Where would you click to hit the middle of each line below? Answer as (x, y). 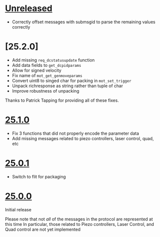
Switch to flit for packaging (39, 176)
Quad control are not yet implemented (43, 229)
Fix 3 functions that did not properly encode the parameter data (75, 133)
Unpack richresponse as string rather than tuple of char (67, 86)
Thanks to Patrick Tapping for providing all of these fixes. (62, 100)
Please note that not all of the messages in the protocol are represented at (79, 219)
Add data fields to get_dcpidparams (46, 65)
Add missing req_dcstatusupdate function (53, 60)
